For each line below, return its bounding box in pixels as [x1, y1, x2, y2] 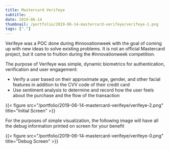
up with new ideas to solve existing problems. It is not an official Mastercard [5, 46, 165, 52]
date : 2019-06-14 [5, 17, 42, 22]
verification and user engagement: [5, 67, 78, 73]
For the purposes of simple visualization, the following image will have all [5, 117, 159, 124]
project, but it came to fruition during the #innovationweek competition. [5, 51, 156, 57]
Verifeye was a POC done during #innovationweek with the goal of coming [5, 40, 162, 46]
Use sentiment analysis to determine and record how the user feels [12, 87, 154, 93]
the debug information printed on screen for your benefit [5, 123, 125, 129]
